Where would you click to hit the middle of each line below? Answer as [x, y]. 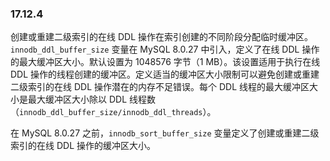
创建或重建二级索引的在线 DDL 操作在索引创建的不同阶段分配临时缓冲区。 [161, 37]
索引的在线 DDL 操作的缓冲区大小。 [83, 146]
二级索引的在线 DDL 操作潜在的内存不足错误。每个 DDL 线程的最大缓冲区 [160, 87]
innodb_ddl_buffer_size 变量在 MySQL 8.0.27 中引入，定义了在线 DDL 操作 [165, 49]
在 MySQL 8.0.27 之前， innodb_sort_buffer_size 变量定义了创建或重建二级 [165, 133]
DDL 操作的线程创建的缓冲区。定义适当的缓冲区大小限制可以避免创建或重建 [165, 74]
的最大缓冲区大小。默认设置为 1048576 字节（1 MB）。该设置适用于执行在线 [165, 62]
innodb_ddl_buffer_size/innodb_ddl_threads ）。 [118, 112]
